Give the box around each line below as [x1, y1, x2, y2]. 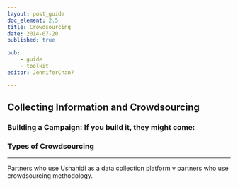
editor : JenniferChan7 [7, 68, 74, 76]
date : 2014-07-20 [7, 30, 59, 37]
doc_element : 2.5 [7, 17, 59, 24]
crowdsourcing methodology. [7, 171, 93, 180]
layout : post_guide [7, 10, 65, 18]
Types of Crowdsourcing [7, 141, 94, 151]
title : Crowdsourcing [7, 23, 72, 30]
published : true [7, 37, 55, 44]
